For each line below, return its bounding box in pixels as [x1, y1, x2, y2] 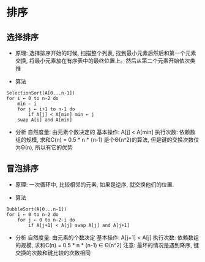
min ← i [17, 101, 37, 107]
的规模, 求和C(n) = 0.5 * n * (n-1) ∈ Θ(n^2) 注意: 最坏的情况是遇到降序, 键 [15, 241, 199, 249]
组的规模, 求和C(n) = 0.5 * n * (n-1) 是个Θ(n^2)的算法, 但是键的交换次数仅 [15, 136, 199, 143]
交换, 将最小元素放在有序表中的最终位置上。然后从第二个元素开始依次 [15, 57, 190, 64]
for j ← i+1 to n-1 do [17, 106, 75, 112]
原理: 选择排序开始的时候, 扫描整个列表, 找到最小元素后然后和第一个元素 [15, 50, 196, 56]
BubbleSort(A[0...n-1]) [6, 206, 67, 212]
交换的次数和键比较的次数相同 [15, 249, 91, 256]
